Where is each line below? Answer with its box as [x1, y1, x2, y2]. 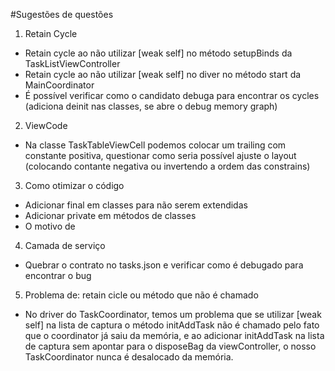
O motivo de [24, 220, 76, 232]
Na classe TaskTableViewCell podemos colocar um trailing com [24, 139, 287, 151]
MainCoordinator [24, 79, 95, 91]
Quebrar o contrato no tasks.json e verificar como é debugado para [24, 259, 304, 271]
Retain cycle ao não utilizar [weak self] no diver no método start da [24, 69, 302, 80]
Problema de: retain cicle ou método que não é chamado [24, 289, 259, 301]
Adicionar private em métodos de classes [24, 210, 197, 221]
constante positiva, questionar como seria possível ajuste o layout [24, 150, 297, 161]
